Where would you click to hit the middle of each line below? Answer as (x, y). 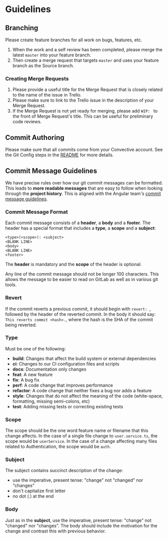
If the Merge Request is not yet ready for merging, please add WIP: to (85, 111)
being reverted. (21, 325)
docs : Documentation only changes (49, 369)
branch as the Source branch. (43, 66)
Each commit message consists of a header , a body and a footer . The (78, 223)
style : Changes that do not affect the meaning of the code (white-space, (88, 396)
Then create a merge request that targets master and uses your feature (86, 60)
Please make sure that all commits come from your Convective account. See (84, 150)
